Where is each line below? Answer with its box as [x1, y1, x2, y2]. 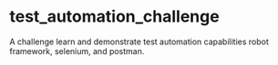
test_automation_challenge [9, 6, 221, 27]
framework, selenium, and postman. [9, 45, 145, 56]
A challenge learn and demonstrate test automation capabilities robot [9, 36, 269, 47]
